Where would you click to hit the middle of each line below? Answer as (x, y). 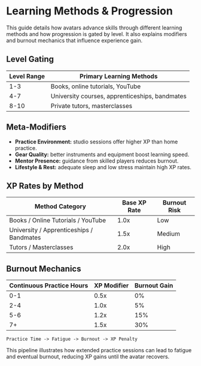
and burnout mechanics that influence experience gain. (74, 40)
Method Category (60, 206)
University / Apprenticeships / (51, 230)
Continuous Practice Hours (49, 286)
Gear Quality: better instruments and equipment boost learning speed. (102, 154)
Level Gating (30, 59)
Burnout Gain (154, 286)
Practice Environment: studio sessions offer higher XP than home (96, 142)
